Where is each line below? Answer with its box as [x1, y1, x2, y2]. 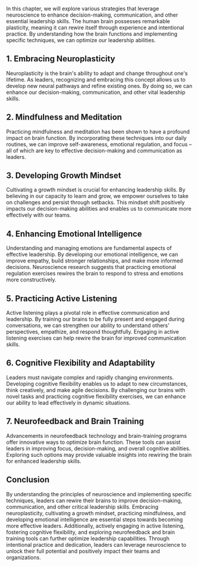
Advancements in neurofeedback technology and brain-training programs [6, 432, 187, 439]
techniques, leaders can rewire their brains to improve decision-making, [6, 497, 183, 504]
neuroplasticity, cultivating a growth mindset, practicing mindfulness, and [6, 509, 186, 516]
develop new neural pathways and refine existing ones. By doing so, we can [6, 82, 193, 89]
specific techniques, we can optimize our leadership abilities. [6, 37, 156, 43]
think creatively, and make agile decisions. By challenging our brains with [6, 386, 186, 393]
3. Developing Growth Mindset [6, 171, 121, 181]
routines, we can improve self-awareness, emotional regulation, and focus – [6, 140, 192, 148]
